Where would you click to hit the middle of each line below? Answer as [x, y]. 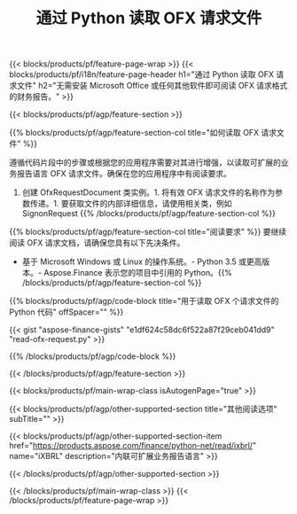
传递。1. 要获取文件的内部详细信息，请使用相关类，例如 [131, 204]
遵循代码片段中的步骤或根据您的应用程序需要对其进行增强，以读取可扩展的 [145, 163]
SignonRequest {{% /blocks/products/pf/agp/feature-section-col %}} [149, 214]
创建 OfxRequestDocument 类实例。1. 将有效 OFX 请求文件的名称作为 [148, 192]
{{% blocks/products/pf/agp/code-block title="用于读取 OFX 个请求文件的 [144, 301]
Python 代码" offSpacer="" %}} [66, 312]
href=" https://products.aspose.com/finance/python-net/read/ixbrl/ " [133, 446]
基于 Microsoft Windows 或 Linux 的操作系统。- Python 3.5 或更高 [142, 261]
